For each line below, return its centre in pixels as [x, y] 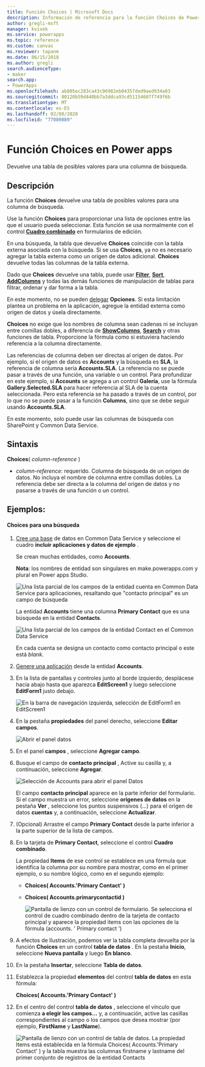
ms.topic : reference [33, 40]
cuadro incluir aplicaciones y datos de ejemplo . [77, 545]
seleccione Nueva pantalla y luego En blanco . [74, 953]
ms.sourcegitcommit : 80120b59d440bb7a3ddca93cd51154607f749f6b [89, 97]
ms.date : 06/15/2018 [33, 57]
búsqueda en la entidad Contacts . [59, 618]
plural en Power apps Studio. [52, 575]
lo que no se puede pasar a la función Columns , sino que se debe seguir [98, 400]
